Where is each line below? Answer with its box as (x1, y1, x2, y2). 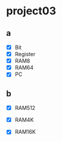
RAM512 (14, 105, 36, 112)
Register (14, 51, 36, 58)
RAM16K (14, 128, 36, 136)
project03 (6, 4, 57, 18)
